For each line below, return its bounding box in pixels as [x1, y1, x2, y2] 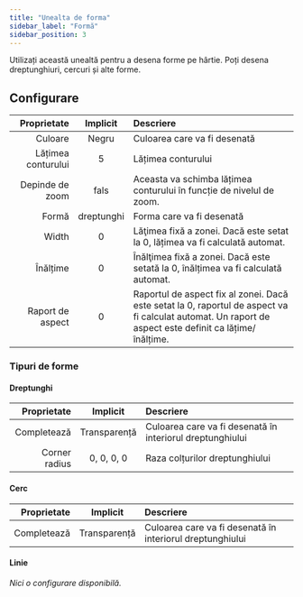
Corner [41, 446, 72, 459]
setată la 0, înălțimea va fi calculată [133, 262, 282, 275]
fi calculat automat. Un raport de [133, 310, 271, 323]
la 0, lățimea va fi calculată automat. [133, 236, 286, 249]
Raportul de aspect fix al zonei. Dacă [133, 288, 289, 300]
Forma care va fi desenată [133, 210, 244, 223]
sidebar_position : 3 [9, 30, 87, 39]
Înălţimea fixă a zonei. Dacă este [133, 251, 271, 263]
